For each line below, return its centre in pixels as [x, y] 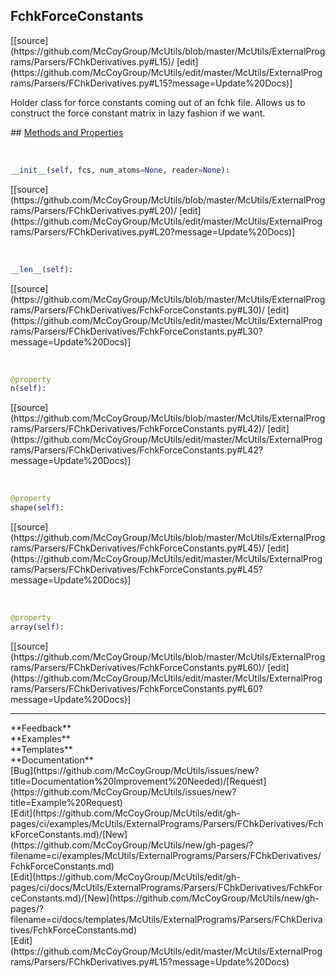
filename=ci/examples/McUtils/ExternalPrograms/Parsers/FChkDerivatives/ [166, 855]
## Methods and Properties [67, 132]
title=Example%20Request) [66, 802]
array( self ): [37, 627]
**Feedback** [41, 728]
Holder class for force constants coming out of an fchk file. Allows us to [158, 102]
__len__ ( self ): [42, 269]
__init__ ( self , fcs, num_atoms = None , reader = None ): [120, 170]
